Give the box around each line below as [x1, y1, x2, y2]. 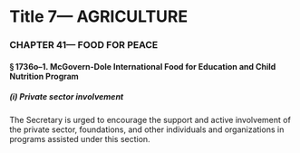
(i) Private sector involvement [9, 91, 124, 102]
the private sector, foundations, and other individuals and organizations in [9, 124, 285, 135]
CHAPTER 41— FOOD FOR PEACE [9, 39, 159, 52]
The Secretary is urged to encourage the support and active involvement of [9, 114, 292, 125]
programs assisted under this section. [9, 133, 151, 144]
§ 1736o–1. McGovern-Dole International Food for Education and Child [9, 61, 276, 72]
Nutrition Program [9, 71, 79, 81]
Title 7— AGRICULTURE [9, 6, 189, 27]
